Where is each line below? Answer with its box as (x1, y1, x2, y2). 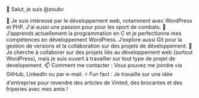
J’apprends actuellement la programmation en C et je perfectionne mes (6, 30, 182, 37)
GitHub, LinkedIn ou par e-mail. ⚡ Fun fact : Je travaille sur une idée (6, 71, 173, 77)
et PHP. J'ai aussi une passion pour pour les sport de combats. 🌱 (6, 24, 166, 30)
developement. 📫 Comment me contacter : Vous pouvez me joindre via (6, 62, 182, 68)
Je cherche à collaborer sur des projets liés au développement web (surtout (6, 49, 193, 56)
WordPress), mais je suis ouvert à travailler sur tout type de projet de (6, 55, 176, 62)
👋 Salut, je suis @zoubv (6, 6, 64, 12)
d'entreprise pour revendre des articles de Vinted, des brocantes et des (6, 79, 183, 86)
